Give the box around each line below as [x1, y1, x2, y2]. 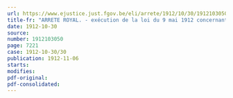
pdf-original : [7, 74, 49, 81]
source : [7, 29, 30, 37]
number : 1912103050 [7, 36, 64, 43]
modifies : [7, 68, 36, 75]
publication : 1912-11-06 [7, 55, 79, 62]
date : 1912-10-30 [7, 23, 58, 30]
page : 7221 [7, 42, 39, 49]
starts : [7, 61, 30, 68]
